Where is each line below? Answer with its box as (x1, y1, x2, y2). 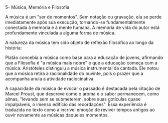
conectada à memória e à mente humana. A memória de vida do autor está (5, 24, 159, 30)
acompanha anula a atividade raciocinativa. (5, 76, 95, 81)
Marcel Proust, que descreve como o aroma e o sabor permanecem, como (5, 91, 159, 96)
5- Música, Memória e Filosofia (5, 4, 70, 10)
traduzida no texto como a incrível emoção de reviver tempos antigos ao (5, 107, 155, 112)
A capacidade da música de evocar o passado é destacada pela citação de (5, 85, 160, 91)
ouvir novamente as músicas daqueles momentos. (5, 112, 109, 118)
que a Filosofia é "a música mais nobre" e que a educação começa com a (5, 60, 157, 65)
